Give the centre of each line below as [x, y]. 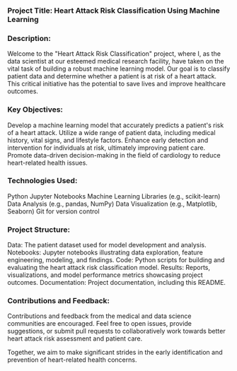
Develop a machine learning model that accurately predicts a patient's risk [116, 125]
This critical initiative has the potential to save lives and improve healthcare [117, 84]
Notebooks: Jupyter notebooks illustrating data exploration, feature [105, 252]
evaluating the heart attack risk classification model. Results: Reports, [109, 268]
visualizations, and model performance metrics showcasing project [105, 275]
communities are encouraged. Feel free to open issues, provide [100, 324]
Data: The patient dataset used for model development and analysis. [107, 245]
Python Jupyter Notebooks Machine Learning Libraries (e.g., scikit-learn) [114, 196]
